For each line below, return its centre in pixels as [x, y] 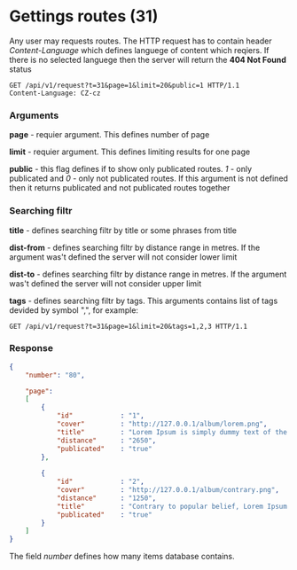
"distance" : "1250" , [106, 498]
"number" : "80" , [55, 375]
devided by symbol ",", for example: [74, 310]
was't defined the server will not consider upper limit [106, 283]
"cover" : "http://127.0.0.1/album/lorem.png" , [162, 424]
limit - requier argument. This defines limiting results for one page [130, 152]
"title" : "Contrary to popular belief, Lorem [160, 506]
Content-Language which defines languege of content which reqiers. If [139, 50]
